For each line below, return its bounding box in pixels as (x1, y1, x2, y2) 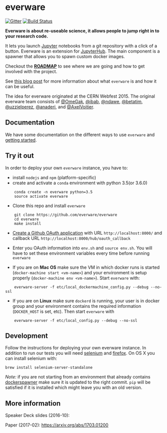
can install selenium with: (5, 355, 57, 361)
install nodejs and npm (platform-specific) (12, 174, 96, 180)
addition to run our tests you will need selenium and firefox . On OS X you (5, 350, 155, 356)
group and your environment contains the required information (12, 303, 141, 309)
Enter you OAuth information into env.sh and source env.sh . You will (12, 245, 152, 251)
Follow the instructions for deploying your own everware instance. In (5, 345, 146, 351)
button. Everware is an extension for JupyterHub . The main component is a (5, 48, 160, 54)
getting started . (5, 137, 37, 143)
